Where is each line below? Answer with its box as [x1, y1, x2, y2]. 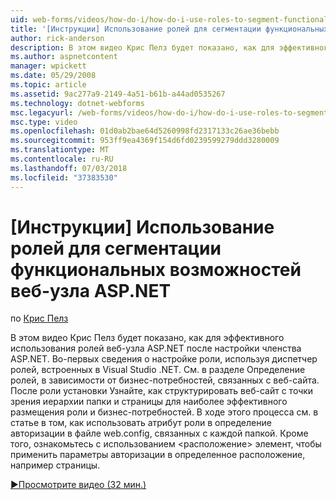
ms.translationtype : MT [10, 145, 110, 155]
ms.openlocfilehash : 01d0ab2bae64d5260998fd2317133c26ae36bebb [10, 126, 280, 136]
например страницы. [10, 459, 101, 471]
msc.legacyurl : [10, 107, 74, 118]
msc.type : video [10, 117, 78, 127]
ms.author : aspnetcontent [10, 52, 118, 62]
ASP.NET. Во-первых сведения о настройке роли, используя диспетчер [10, 353, 318, 365]
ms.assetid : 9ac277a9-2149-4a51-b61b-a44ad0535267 [10, 89, 226, 99]
